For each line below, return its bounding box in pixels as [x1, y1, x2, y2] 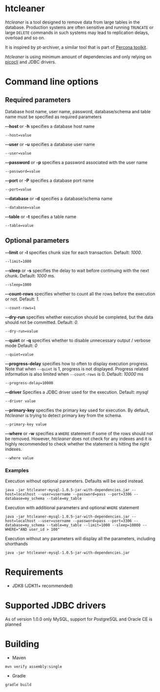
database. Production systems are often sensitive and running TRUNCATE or [5, 24, 154, 30]
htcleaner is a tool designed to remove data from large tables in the [5, 19, 140, 25]
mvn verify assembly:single [5, 664, 62, 669]
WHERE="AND [5, 527, 27, 532]
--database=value [5, 205, 40, 210]
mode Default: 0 [5, 343, 38, 348]
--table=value [5, 223, 34, 228]
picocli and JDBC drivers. [5, 59, 56, 65]
